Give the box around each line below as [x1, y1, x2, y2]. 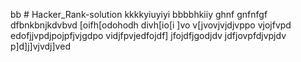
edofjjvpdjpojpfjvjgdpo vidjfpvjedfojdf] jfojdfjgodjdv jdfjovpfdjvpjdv [10, 30, 287, 41]
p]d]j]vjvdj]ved [10, 40, 71, 52]
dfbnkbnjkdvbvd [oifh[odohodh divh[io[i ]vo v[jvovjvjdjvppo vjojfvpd [10, 19, 292, 31]
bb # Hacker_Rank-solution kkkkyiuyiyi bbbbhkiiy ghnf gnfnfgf [10, 9, 268, 20]
